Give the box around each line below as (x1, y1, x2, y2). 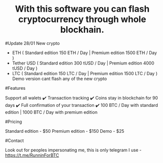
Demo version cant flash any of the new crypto (12, 76, 107, 81)
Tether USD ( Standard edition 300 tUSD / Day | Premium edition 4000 (12, 60, 154, 66)
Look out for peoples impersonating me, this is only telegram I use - (5, 147, 142, 153)
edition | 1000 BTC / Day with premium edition (5, 109, 98, 115)
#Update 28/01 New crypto (5, 40, 60, 46)
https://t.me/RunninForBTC (5, 152, 59, 158)
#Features (5, 85, 26, 91)
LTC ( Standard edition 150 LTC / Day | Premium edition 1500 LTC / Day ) (12, 70, 158, 76)
